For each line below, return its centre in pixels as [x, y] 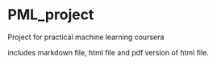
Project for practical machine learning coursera [86, 37]
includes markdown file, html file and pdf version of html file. [108, 52]
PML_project [51, 15]
